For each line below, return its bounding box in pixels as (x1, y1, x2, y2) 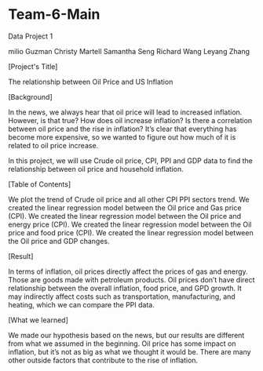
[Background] (8, 92, 53, 101)
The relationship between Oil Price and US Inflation (8, 77, 174, 86)
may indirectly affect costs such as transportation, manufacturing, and (8, 292, 236, 301)
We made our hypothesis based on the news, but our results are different (8, 330, 245, 340)
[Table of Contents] (8, 179, 71, 189)
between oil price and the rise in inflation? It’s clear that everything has (8, 124, 237, 133)
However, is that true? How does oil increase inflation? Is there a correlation (8, 115, 253, 125)
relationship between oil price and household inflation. (8, 164, 184, 173)
